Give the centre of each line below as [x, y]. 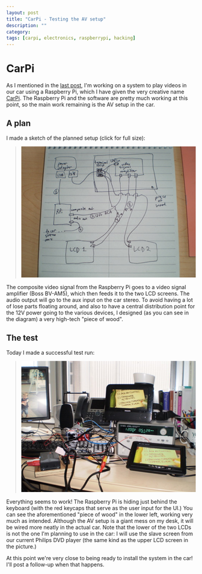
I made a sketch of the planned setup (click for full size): [76, 138]
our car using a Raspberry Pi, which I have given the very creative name [95, 92]
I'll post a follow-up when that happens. [55, 564]
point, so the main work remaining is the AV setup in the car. [81, 105]
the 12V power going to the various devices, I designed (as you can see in [98, 313]
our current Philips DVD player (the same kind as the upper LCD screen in [97, 540]
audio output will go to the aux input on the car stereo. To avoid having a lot [100, 300]
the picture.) [22, 546]
